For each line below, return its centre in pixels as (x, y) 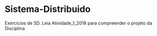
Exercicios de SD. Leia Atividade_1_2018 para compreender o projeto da (78, 23)
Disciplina (15, 28)
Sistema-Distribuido (48, 9)
